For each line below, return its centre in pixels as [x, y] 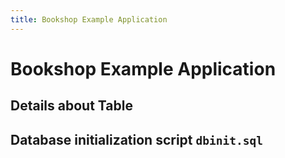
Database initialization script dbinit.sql [136, 139]
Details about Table [71, 106]
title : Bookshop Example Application [89, 19]
